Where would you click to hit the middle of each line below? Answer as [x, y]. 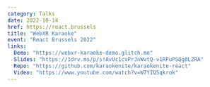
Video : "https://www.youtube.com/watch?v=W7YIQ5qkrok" [96, 72]
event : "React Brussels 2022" [52, 40]
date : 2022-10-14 [33, 20]
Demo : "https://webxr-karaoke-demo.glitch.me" [83, 53]
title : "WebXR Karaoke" [42, 33]
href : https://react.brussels [52, 27]
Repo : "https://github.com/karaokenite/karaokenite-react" [103, 66]
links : [17, 46]
